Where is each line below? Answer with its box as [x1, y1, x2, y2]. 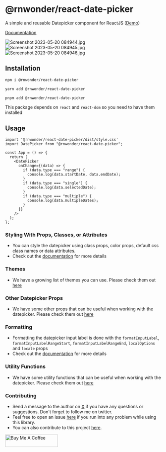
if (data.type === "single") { [23, 181, 88, 186]
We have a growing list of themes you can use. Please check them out [12, 277, 156, 283]
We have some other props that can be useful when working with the [12, 306, 154, 312]
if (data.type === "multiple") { [23, 194, 92, 199]
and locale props [12, 346, 48, 352]
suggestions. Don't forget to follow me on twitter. [12, 409, 112, 415]
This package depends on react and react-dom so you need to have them [5, 104, 155, 110]
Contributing [5, 392, 37, 399]
